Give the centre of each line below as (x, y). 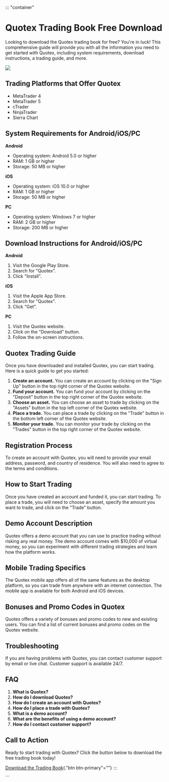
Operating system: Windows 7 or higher (54, 217)
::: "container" (20, 7)
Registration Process (39, 445)
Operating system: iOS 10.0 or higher (51, 186)
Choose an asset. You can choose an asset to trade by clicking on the (86, 402)
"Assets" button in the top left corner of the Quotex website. (75, 408)
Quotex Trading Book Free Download (84, 28)
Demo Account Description (49, 523)
